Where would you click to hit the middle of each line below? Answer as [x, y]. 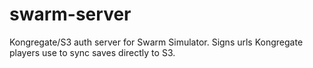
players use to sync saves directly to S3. [92, 52]
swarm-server [70, 14]
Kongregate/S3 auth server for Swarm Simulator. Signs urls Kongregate [156, 42]
